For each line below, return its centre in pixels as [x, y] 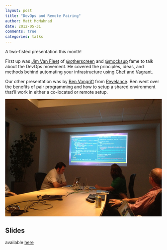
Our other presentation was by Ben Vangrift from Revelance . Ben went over [82, 81]
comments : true [21, 32]
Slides [15, 230]
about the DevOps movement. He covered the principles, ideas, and [75, 66]
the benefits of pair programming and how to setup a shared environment [80, 87]
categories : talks [24, 37]
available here [19, 242]
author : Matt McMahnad [29, 21]
